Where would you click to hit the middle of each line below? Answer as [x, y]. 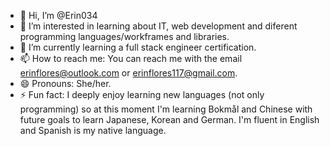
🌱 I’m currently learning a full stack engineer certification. [138, 47]
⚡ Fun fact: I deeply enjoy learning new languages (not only [142, 94]
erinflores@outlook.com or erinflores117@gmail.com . [128, 73]
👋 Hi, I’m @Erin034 [58, 15]
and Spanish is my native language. [93, 130]
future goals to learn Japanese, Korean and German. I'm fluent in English [169, 119]
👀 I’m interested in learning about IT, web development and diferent [158, 26]
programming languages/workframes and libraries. [124, 36]
